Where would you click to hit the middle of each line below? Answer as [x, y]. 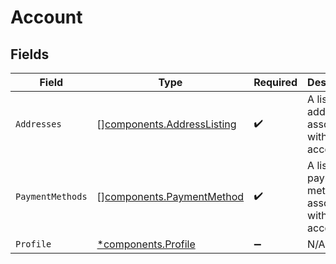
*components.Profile [146, 244]
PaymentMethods [51, 196]
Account [46, 17]
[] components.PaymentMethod [170, 196]
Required [275, 82]
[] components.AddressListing [166, 124]
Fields [30, 54]
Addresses [38, 124]
